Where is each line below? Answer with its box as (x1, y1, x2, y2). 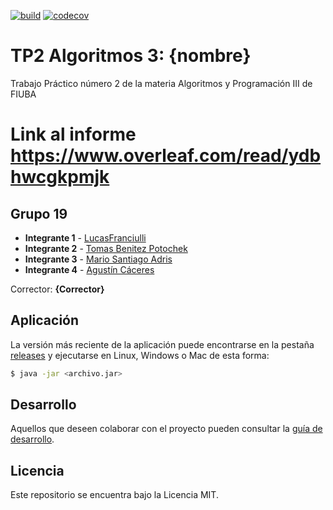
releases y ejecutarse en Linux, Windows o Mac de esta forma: (10, 349, 270, 361)
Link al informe (10, 123, 137, 146)
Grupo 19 (10, 205, 68, 222)
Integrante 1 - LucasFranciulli (24, 231, 147, 244)
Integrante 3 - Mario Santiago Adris (24, 253, 173, 265)
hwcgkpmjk (10, 166, 110, 189)
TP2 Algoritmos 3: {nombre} (10, 45, 252, 67)
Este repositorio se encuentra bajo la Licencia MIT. (10, 489, 219, 501)
